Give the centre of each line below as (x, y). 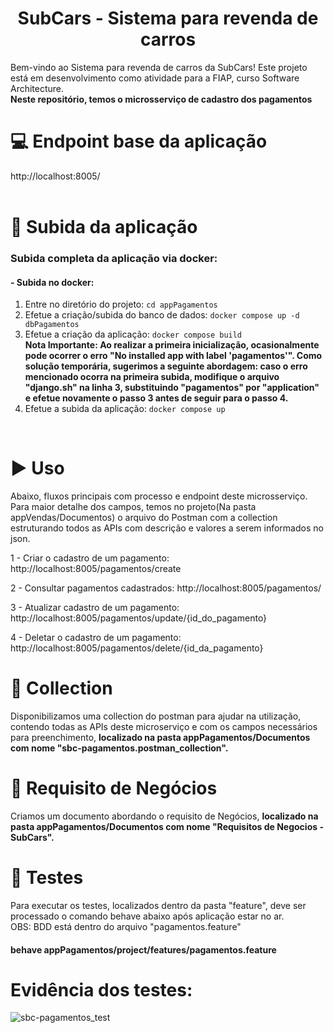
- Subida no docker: (52, 282)
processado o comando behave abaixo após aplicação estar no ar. (147, 916)
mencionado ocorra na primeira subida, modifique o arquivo (152, 377)
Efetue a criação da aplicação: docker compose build (133, 334)
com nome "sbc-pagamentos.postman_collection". (119, 748)
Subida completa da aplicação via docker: (114, 258)
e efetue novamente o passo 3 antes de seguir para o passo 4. (156, 398)
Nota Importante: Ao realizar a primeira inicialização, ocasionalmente (172, 345)
